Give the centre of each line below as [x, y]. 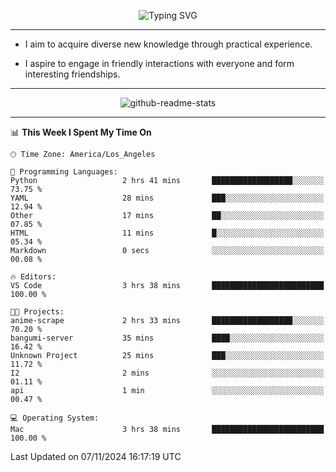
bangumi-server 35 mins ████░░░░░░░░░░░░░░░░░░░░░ [167, 338]
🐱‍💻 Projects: [37, 312]
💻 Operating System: [55, 418]
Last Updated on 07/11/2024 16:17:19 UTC [96, 456]
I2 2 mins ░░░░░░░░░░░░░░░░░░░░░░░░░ [167, 373]
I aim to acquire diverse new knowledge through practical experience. [168, 44]
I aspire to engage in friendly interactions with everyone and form [159, 63]
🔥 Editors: [33, 277]
